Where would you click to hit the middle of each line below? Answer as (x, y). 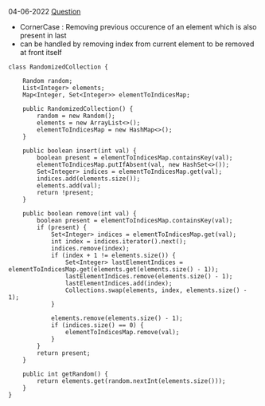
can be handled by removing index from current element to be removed (137, 44)
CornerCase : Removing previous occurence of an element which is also (138, 27)
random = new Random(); (76, 116)
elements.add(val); (69, 186)
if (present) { (62, 227)
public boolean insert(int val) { (80, 151)
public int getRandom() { (66, 374)
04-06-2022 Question (45, 12)
